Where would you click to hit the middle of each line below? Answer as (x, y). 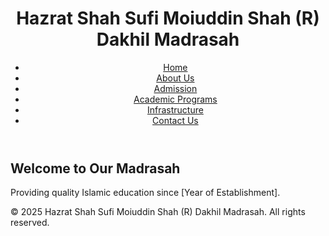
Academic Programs (175, 99)
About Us (175, 78)
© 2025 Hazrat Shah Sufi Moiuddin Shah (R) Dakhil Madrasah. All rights (158, 212)
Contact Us (175, 120)
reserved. (30, 223)
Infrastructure (175, 109)
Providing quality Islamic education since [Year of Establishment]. (145, 193)
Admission (175, 88)
